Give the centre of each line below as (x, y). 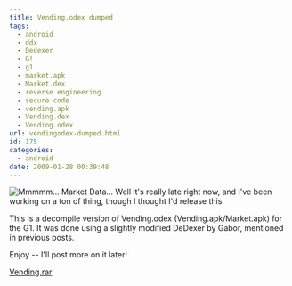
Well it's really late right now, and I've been (194, 192)
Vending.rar (31, 272)
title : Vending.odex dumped (61, 17)
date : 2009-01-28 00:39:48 (59, 167)
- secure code (43, 100)
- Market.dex (41, 84)
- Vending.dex (43, 117)
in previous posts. (42, 238)
